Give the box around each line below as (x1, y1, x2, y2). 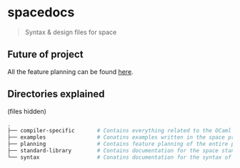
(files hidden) (7, 107, 46, 115)
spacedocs (7, 4, 75, 21)
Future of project (7, 48, 84, 61)
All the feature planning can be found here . (7, 67, 134, 75)
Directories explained (7, 88, 105, 100)
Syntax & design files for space (24, 28, 117, 36)
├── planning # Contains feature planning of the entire (7, 140, 229, 148)
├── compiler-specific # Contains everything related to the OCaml (7, 127, 232, 135)
